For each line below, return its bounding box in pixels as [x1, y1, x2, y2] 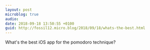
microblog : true [5, 12, 39, 17]
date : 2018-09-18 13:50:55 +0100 [5, 21, 75, 26]
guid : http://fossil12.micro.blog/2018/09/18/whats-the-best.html [5, 26, 146, 31]
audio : [5, 16, 19, 21]
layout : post [5, 7, 32, 12]
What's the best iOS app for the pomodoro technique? [5, 39, 116, 45]
